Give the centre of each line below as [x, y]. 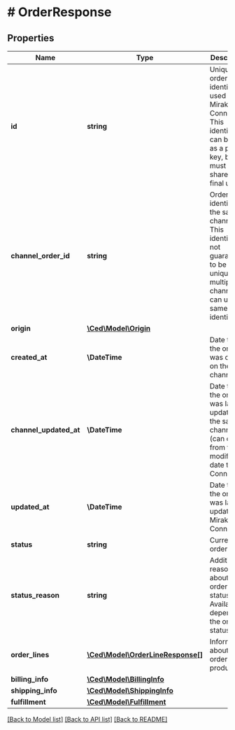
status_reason [35, 595]
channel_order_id [40, 256]
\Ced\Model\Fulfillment [127, 702]
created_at [29, 357]
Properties [31, 38]
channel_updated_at [45, 430]
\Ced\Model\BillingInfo [126, 679]
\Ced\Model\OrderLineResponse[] [145, 655]
